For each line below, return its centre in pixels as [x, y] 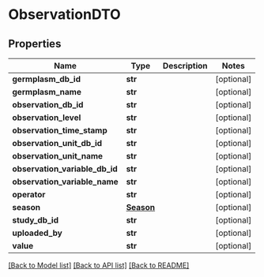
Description [185, 66]
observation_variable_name [65, 182]
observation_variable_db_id [65, 169]
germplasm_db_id [47, 79]
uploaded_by [38, 233]
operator [29, 195]
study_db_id [36, 220]
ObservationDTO [64, 15]
